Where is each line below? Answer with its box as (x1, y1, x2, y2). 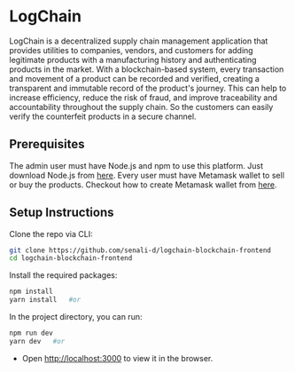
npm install (9, 287, 53, 297)
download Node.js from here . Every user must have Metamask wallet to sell (9, 170, 285, 180)
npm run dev (9, 328, 53, 338)
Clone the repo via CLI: (9, 228, 93, 239)
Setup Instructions (9, 205, 114, 220)
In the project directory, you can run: (9, 312, 143, 322)
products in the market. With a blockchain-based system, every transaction (9, 64, 284, 75)
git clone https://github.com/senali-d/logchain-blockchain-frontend (9, 246, 272, 255)
